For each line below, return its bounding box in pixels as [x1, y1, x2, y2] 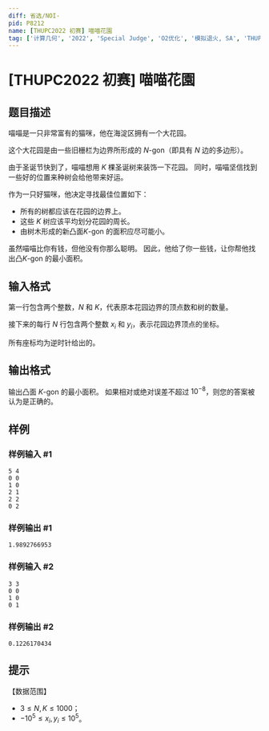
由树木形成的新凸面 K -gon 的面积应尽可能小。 [19, 226, 170, 237]
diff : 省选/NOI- [8, 11, 60, 20]
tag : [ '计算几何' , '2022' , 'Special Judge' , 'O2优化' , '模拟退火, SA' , [8, 34, 240, 43]
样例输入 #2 [8, 561, 54, 572]
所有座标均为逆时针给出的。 [8, 338, 100, 347]
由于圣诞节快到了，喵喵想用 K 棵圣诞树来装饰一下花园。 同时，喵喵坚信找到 [8, 162, 258, 173]
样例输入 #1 [8, 449, 52, 460]
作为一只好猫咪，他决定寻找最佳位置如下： [8, 189, 149, 199]
